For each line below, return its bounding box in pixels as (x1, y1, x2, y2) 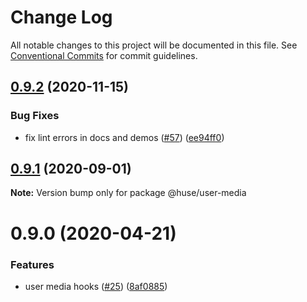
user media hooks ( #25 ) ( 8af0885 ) (24, 280, 168, 292)
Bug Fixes (10, 109, 60, 123)
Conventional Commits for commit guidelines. (10, 49, 198, 61)
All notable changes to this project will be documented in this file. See (10, 39, 298, 51)
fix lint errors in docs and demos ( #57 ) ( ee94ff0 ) (24, 131, 225, 143)
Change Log (10, 6, 113, 29)
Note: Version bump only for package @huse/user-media (10, 187, 247, 199)
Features (10, 257, 55, 271)
